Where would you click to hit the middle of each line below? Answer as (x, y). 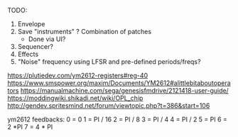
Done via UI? (47, 39)
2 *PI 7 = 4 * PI (30, 127)
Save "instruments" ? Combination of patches (84, 32)
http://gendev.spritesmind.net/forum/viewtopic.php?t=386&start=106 (109, 105)
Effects (28, 54)
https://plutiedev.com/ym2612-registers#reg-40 (78, 75)
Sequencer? (35, 46)
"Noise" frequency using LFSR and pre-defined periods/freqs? (109, 62)
